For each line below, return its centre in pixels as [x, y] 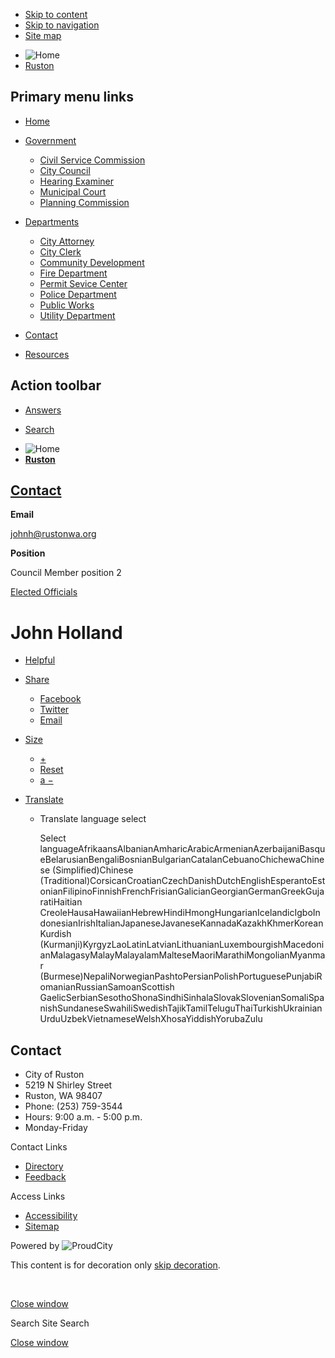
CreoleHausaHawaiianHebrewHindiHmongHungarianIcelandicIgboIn [180, 913]
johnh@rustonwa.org [53, 534]
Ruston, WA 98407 [63, 1096]
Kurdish [55, 934]
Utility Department [77, 315]
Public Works [67, 305]
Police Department [78, 294]
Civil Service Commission [92, 160]
